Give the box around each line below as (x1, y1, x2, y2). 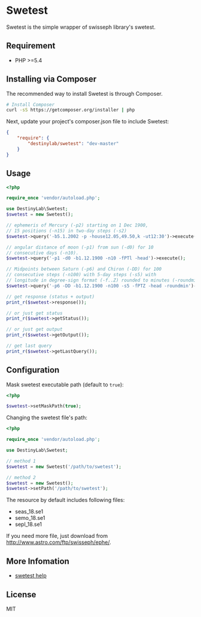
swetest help (14, 572, 47, 579)
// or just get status (6, 310, 63, 316)
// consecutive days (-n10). (6, 250, 79, 256)
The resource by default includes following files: (6, 497, 125, 504)
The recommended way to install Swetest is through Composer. (6, 90, 163, 97)
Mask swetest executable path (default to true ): (6, 381, 124, 388)
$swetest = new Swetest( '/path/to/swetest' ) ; (6, 464, 121, 470)
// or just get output (6, 326, 63, 332)
